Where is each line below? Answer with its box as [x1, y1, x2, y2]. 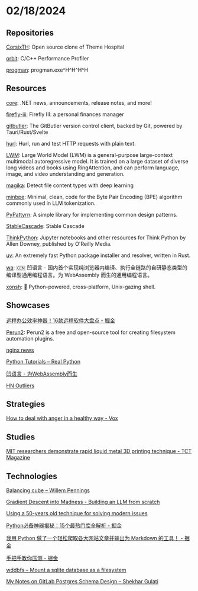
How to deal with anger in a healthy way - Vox [6, 415, 118, 422]
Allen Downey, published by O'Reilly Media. [6, 240, 112, 247]
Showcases [6, 300, 50, 310]
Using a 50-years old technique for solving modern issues [6, 510, 148, 517]
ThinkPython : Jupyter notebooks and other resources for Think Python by [6, 234, 186, 241]
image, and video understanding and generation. [6, 170, 125, 177]
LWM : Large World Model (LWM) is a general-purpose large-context [6, 151, 173, 158]
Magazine [6, 454, 31, 461]
